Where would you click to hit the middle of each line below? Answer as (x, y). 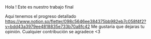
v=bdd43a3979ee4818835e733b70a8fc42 (48, 26)
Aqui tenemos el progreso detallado (41, 16)
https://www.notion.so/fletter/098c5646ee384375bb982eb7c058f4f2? (76, 21)
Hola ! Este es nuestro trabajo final (39, 7)
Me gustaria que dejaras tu (118, 26)
